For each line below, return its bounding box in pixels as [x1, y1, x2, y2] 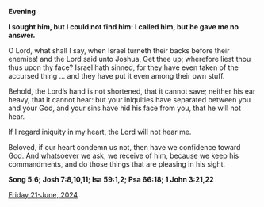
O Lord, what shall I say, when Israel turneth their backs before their [8, 46, 230, 55]
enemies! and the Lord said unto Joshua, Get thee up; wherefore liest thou [8, 55, 251, 63]
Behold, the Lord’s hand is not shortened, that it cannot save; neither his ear [8, 86, 256, 96]
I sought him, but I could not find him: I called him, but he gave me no [8, 22, 239, 31]
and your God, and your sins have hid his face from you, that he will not [8, 103, 242, 113]
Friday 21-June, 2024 [8, 190, 78, 199]
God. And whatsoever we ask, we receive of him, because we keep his [8, 151, 239, 160]
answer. [8, 31, 36, 40]
